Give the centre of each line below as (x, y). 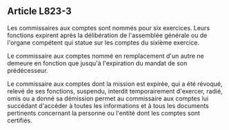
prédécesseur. (28, 70)
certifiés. (20, 120)
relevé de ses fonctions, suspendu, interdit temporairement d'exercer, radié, (115, 91)
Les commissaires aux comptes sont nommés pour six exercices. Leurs (109, 28)
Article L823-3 (40, 11)
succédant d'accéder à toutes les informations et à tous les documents (108, 105)
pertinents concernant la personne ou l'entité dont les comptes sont (103, 113)
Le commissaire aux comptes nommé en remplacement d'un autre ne (106, 56)
